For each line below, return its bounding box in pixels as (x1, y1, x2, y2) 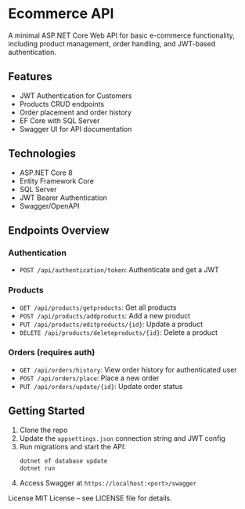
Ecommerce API (8, 5, 114, 23)
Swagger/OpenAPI (19, 201, 80, 210)
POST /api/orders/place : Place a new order (19, 373, 160, 383)
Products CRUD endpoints (19, 99, 104, 108)
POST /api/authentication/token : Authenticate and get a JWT (19, 265, 219, 274)
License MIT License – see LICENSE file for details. (8, 493, 172, 503)
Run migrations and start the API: (19, 442, 127, 451)
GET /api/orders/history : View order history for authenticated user (19, 365, 237, 374)
